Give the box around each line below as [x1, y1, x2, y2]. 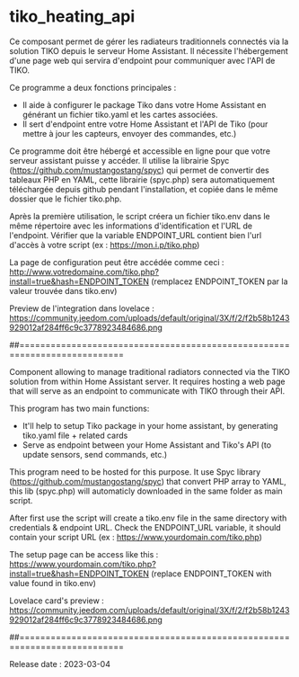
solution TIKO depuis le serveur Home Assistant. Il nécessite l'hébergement [9, 45, 289, 56]
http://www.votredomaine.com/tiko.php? [9, 266, 160, 277]
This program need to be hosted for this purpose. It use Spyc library [9, 466, 261, 477]
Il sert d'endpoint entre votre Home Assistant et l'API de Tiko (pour [22, 119, 268, 129]
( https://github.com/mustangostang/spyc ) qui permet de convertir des [9, 165, 269, 175]
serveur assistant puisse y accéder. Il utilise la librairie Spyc [9, 155, 230, 165]
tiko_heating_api [9, 6, 136, 27]
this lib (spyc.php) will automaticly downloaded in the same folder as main [9, 485, 283, 496]
